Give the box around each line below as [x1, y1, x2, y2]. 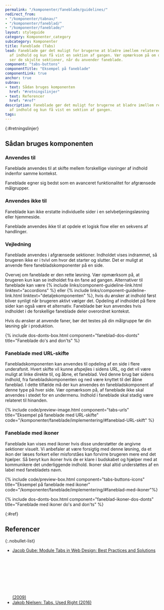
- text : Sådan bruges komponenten [5, 84, 76, 90]
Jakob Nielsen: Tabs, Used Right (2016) [12, 600, 92, 606]
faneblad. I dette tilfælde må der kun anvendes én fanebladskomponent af [5, 382, 154, 388]
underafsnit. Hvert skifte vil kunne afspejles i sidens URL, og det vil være [5, 366, 151, 372]
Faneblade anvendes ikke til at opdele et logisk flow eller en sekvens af [5, 223, 148, 229]
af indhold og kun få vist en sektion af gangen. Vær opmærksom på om [9, 52, 156, 58]
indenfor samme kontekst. [5, 171, 58, 176]
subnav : [5, 80, 21, 85]
